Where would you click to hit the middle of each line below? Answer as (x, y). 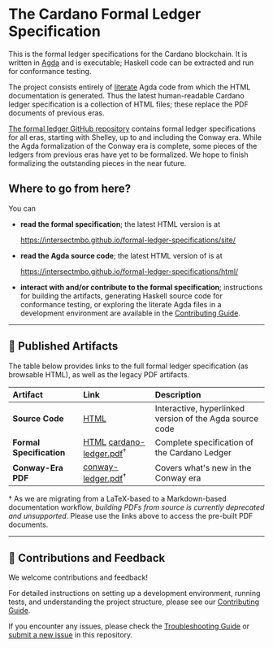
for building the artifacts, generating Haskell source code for (121, 296)
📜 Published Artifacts (63, 346)
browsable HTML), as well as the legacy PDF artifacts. (99, 374)
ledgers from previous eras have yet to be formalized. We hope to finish (129, 154)
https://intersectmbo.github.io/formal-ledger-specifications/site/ (128, 240)
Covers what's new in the (203, 468)
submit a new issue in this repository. (71, 635)
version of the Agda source (206, 418)
